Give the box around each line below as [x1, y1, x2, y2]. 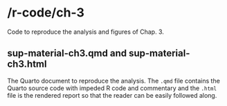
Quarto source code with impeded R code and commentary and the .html [7, 84, 217, 92]
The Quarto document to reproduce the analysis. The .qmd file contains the [7, 76, 220, 85]
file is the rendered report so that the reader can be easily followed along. [7, 91, 217, 99]
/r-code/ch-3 [7, 5, 85, 21]
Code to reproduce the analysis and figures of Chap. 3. [7, 28, 165, 36]
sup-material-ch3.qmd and [7, 47, 127, 59]
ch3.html [7, 59, 47, 70]
